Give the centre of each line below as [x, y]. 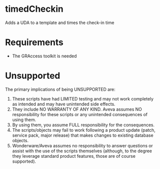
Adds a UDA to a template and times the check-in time [60, 23]
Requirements [34, 42]
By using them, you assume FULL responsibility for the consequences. [83, 125]
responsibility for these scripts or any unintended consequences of [80, 114]
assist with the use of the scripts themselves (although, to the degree [82, 151]
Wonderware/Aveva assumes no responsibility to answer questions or [82, 145]
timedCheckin [34, 9]
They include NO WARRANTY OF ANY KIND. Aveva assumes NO [77, 109]
